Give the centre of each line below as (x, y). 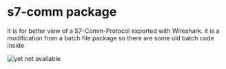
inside (16, 45)
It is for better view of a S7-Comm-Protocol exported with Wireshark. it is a (113, 31)
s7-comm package (62, 12)
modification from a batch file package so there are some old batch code (111, 38)
